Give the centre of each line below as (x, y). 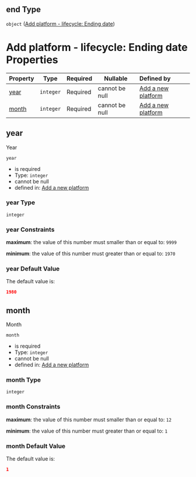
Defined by (155, 78)
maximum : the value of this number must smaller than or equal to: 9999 (91, 242)
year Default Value (33, 269)
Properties (32, 60)
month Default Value (36, 446)
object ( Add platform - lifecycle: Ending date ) (61, 23)
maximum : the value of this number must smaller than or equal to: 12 (89, 419)
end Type (23, 10)
